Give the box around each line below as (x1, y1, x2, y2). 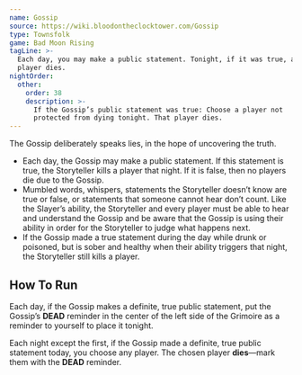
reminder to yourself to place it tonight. (9, 320, 155, 331)
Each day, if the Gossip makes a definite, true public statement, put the (9, 300, 271, 311)
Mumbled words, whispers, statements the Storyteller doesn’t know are (22, 184, 288, 195)
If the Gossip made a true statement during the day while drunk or (22, 232, 267, 243)
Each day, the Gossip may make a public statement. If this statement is (22, 156, 285, 166)
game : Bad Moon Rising (9, 38, 94, 48)
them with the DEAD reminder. (9, 356, 122, 367)
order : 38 (25, 88, 63, 97)
